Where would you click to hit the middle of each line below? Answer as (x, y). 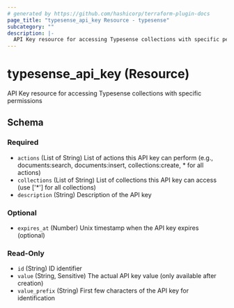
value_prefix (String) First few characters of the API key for (103, 291)
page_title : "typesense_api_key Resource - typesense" (88, 20)
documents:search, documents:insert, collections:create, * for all (110, 165)
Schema (25, 123)
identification (36, 298)
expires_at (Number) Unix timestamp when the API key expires (108, 228)
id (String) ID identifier (49, 268)
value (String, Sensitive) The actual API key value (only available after (117, 276)
